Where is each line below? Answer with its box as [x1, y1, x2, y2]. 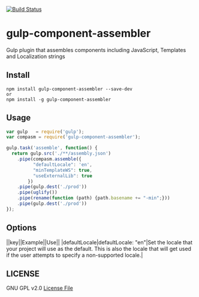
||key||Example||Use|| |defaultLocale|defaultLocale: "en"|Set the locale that [6, 238, 193, 246]
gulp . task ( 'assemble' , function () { [6, 145, 98, 151]
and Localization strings [6, 53, 65, 60]
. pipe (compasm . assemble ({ [17, 156, 82, 162]
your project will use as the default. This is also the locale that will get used [6, 245, 192, 252]
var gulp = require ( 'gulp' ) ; [6, 129, 85, 135]
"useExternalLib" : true [32, 172, 93, 179]
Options [6, 223, 37, 233]
